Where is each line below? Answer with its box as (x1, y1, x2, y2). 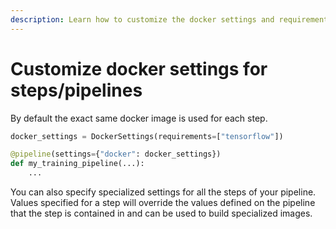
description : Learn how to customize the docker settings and (10, 14, 275, 25)
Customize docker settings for (10, 57, 268, 80)
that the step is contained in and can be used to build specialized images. (10, 207, 313, 220)
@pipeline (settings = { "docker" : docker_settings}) (10, 149, 222, 160)
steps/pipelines (10, 79, 143, 101)
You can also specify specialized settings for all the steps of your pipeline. (10, 186, 317, 198)
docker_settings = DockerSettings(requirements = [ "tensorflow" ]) (10, 131, 284, 141)
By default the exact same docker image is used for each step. (10, 112, 268, 124)
